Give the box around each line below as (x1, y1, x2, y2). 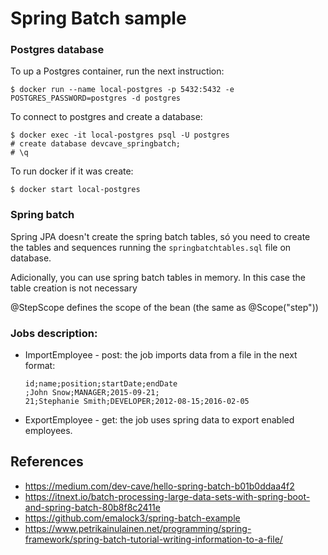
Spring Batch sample (10, 7, 187, 30)
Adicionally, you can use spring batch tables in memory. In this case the (10, 271, 306, 283)
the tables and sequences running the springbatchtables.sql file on (10, 241, 292, 253)
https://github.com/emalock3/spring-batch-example (24, 512, 241, 524)
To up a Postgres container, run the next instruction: (10, 65, 225, 77)
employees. (24, 425, 73, 437)
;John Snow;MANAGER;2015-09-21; (24, 388, 160, 398)
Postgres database (10, 43, 105, 57)
